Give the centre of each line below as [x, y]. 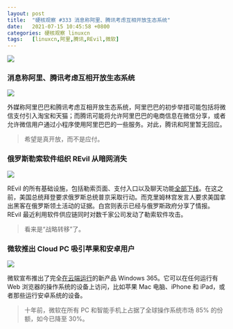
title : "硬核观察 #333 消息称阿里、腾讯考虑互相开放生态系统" [89, 20]
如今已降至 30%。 [62, 319]
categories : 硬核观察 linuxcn [49, 33]
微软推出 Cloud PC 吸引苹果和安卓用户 [71, 249]
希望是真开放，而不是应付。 [64, 139]
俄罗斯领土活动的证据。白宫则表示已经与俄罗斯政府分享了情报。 [122, 206]
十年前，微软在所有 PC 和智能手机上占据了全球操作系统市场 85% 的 [120, 310]
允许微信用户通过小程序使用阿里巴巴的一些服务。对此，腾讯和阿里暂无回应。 [116, 125]
